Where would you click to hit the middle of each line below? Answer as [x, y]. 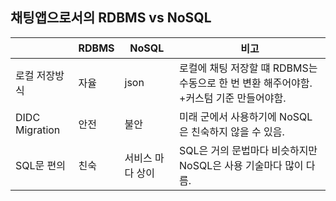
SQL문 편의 [41, 165]
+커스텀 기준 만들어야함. [233, 98]
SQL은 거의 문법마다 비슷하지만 [248, 150]
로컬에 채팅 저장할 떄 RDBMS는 [248, 68]
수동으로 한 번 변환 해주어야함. [246, 83]
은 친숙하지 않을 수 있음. [232, 131]
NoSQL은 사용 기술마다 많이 [241, 165]
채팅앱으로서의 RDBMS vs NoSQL [111, 18]
